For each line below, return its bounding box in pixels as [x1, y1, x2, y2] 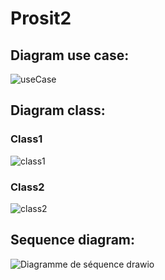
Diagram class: [10, 102, 106, 119]
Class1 [10, 132, 43, 146]
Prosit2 [10, 7, 72, 30]
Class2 [10, 180, 45, 194]
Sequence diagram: [10, 232, 136, 249]
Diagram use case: [10, 47, 130, 64]
